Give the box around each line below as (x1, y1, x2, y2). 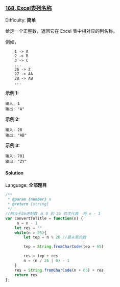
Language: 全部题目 (5, 182, 47, 188)
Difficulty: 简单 (5, 17, 36, 24)
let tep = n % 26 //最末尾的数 (23, 235, 86, 240)
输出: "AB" (5, 133, 27, 138)
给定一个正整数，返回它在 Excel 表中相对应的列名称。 (5, 28, 118, 34)
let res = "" (14, 225, 42, 231)
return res (14, 272, 38, 277)
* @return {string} (7, 202, 50, 207)
